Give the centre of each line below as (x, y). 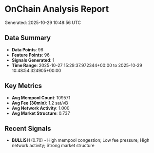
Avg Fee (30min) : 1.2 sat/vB (40, 103)
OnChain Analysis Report (57, 9)
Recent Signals (28, 128)
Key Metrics (23, 86)
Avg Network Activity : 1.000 (40, 108)
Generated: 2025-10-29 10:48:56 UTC (43, 22)
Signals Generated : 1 (33, 60)
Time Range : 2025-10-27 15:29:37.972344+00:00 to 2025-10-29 (77, 65)
